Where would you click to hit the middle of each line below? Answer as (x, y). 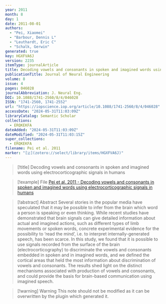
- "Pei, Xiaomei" (27, 33)
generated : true (22, 51)
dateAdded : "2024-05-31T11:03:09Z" (42, 130)
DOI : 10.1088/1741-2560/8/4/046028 (42, 97)
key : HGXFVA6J (20, 56)
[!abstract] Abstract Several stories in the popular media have (80, 202)
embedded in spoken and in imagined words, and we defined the (83, 255)
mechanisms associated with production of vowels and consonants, (86, 271)
